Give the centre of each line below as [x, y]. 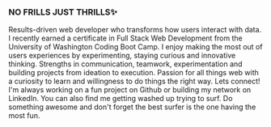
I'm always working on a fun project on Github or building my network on [130, 90]
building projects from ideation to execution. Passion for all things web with [133, 73]
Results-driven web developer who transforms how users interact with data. [135, 30]
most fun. [24, 116]
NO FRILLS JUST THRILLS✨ [63, 12]
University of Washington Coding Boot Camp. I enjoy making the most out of [135, 47]
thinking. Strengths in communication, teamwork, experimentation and [125, 64]
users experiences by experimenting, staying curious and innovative [122, 56]
